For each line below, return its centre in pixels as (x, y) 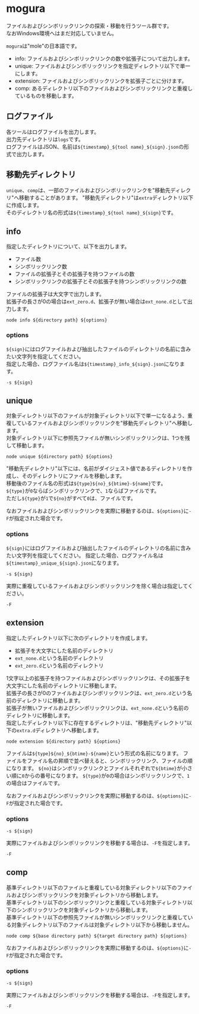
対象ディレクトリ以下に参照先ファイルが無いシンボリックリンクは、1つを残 (98, 438)
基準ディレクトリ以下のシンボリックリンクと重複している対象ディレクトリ (97, 902)
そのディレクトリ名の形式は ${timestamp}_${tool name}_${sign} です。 (91, 212)
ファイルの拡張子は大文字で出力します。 (56, 294)
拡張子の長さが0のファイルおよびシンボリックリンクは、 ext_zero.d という (97, 693)
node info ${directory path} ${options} (57, 320)
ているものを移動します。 (46, 96)
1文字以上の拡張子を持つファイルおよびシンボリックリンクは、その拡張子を (98, 678)
